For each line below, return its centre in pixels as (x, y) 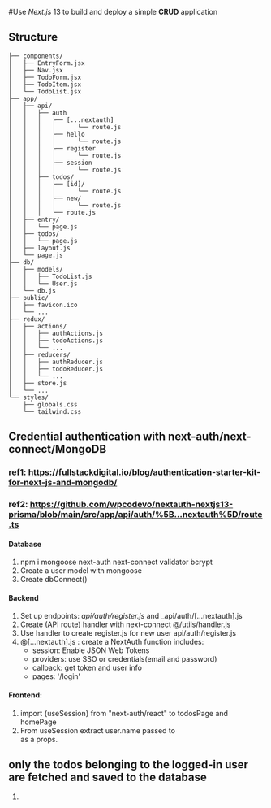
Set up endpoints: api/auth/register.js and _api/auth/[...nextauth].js (131, 616)
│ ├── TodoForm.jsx (45, 77)
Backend (24, 597)
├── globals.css (51, 404)
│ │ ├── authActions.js (56, 333)
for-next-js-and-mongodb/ (63, 483)
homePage (38, 722)
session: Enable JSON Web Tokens (91, 650)
